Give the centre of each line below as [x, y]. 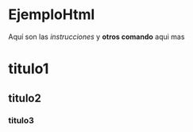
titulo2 [25, 98]
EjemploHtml [52, 15]
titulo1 [29, 69]
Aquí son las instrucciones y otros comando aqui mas [96, 37]
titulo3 [21, 121]
